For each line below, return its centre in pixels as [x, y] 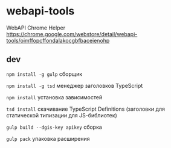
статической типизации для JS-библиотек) [62, 115]
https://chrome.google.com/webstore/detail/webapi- [72, 34]
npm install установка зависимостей [54, 97]
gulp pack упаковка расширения [48, 138]
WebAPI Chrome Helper [36, 28]
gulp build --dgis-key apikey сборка [54, 127]
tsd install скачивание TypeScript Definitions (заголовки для [85, 109]
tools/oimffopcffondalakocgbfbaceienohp [58, 40]
